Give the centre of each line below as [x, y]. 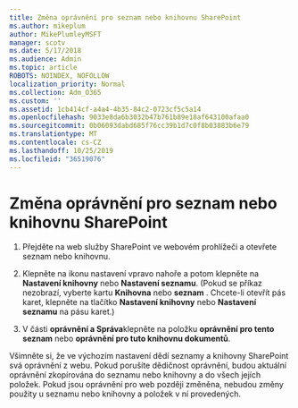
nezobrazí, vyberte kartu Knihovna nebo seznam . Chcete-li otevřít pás [154, 293]
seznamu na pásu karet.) [68, 312]
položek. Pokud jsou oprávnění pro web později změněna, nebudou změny [146, 385]
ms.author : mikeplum [48, 26]
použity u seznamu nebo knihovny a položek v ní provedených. [125, 394]
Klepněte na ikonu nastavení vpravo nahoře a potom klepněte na [141, 274]
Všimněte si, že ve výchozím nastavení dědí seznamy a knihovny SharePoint [149, 356]
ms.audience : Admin [46, 59]
